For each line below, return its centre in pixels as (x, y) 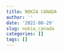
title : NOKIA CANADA (32, 12)
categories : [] (25, 34)
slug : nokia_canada (30, 28)
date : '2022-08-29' (30, 23)
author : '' (20, 17)
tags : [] (17, 39)
